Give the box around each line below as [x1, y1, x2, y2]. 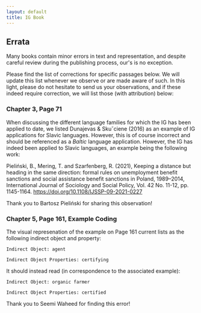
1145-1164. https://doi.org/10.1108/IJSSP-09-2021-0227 [6, 188, 143, 195]
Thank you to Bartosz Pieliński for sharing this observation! [6, 199, 152, 206]
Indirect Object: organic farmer [6, 279, 90, 285]
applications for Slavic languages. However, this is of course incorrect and [6, 131, 191, 138]
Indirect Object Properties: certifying [6, 256, 110, 262]
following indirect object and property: [6, 234, 101, 241]
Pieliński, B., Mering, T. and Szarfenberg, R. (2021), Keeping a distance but [6, 162, 191, 169]
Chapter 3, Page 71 [6, 105, 62, 113]
